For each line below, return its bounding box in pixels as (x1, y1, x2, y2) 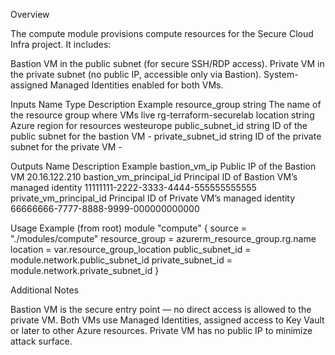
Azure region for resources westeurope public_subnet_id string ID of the (10, 120, 308, 131)
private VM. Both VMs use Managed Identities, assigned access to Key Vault (10, 314, 325, 326)
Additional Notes (10, 284, 79, 296)
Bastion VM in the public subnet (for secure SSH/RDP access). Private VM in (10, 58, 325, 69)
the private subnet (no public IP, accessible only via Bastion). (10, 69, 262, 80)
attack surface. (10, 335, 73, 347)
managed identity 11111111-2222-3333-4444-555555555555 (10, 182, 257, 193)
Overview (10, 9, 50, 20)
